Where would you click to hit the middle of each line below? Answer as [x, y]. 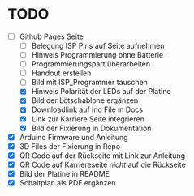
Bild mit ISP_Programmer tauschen [89, 83]
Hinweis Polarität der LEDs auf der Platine [101, 92]
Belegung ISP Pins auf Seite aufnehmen [98, 46]
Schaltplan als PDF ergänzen [67, 182]
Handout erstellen [61, 73]
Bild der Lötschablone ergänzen [85, 100]
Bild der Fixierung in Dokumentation [91, 128]
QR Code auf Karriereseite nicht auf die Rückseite [102, 164]
